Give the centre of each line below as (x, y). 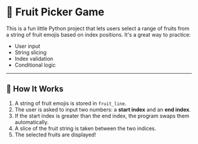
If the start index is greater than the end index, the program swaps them (102, 116)
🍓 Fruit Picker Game (55, 12)
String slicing (31, 52)
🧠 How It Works (35, 89)
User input (27, 46)
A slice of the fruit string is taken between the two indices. (85, 128)
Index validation (34, 58)
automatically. (32, 122)
